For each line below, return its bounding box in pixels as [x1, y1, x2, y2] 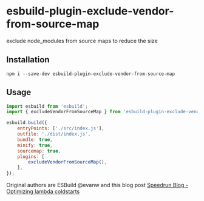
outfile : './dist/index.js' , [17, 131, 91, 137]
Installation [6, 54, 50, 65]
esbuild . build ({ [6, 120, 47, 126]
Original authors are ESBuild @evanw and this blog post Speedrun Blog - [6, 182, 188, 189]
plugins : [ [17, 153, 45, 160]
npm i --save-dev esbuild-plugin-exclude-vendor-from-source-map [6, 71, 175, 77]
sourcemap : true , [17, 148, 61, 154]
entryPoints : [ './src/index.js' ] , [17, 125, 104, 131]
